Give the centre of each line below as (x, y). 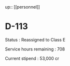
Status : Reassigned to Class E (35, 40)
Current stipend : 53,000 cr (32, 58)
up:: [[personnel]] (22, 7)
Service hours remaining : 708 (35, 49)
